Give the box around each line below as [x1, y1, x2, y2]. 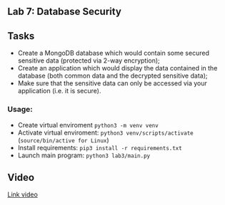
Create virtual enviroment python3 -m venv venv [17, 120, 159, 129]
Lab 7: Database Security [7, 6, 121, 18]
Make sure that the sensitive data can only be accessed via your [17, 79, 207, 88]
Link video [7, 190, 38, 199]
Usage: [7, 105, 34, 115]
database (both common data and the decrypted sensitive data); [17, 71, 208, 80]
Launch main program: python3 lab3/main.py [17, 151, 151, 159]
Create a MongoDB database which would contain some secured [17, 49, 209, 58]
